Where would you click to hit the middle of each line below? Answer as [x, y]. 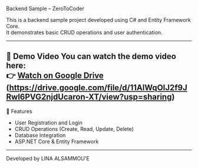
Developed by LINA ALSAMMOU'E [48, 158]
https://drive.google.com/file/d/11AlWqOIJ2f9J [98, 88]
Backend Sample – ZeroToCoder [45, 9]
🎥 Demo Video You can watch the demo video [91, 56]
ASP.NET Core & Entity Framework [57, 141]
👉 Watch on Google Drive [55, 76]
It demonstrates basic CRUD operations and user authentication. [85, 32]
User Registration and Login [48, 123]
